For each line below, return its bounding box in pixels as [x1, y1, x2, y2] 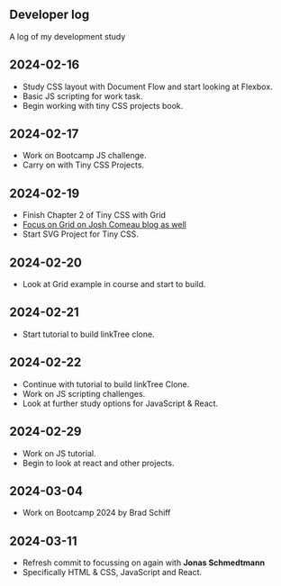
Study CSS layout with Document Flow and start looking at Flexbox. [22, 81, 273, 92]
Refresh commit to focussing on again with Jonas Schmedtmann [22, 557, 266, 568]
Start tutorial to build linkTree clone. [22, 329, 155, 339]
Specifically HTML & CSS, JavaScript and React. [22, 567, 203, 578]
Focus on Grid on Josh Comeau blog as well [22, 220, 186, 230]
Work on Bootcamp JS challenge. [22, 150, 147, 161]
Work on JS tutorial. [22, 447, 96, 458]
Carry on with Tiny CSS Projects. [22, 159, 145, 170]
